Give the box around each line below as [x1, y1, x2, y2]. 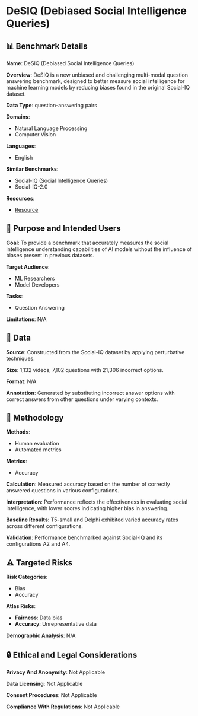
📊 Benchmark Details [6, 41, 88, 51]
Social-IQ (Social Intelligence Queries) [14, 177, 108, 184]
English [14, 154, 33, 161]
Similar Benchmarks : [6, 166, 59, 173]
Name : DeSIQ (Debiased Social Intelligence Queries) [6, 60, 135, 66]
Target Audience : [6, 263, 50, 271]
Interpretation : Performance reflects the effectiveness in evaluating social [6, 498, 188, 505]
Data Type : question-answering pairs [6, 102, 98, 109]
